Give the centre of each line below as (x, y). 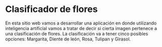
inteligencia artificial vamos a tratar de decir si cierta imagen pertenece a (81, 28)
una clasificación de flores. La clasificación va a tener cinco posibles (77, 33)
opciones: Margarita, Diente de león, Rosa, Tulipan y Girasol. (68, 39)
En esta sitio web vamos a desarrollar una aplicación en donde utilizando (81, 23)
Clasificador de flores (51, 9)
